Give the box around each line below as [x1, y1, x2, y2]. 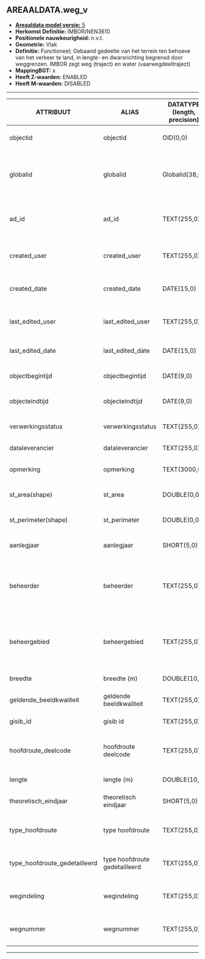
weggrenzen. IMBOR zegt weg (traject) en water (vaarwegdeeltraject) [15, 60, 191, 67]
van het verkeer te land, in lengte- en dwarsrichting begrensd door [15, 53, 183, 61]
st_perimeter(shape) [9, 515, 68, 524]
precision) [168, 115, 200, 124]
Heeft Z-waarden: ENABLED [15, 73, 87, 80]
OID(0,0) [162, 133, 188, 142]
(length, [172, 107, 196, 116]
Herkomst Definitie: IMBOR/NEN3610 [15, 28, 110, 35]
